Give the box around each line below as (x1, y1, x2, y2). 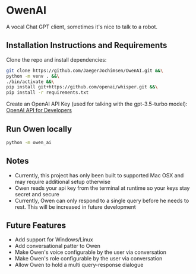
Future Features (6, 221, 67, 231)
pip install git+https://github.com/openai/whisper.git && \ (6, 84, 159, 90)
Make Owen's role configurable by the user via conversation (14, 255, 163, 262)
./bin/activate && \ (6, 78, 55, 85)
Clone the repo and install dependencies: (6, 56, 107, 63)
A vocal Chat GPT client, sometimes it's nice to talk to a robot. (6, 23, 157, 30)
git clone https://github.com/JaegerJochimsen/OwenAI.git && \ (6, 68, 163, 74)
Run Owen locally (6, 124, 72, 134)
